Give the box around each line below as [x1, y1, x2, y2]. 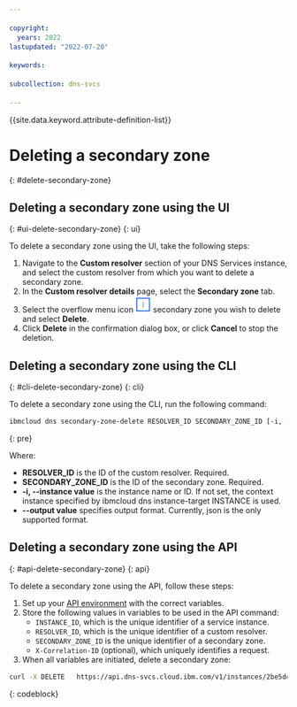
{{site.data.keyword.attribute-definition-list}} [9, 114, 172, 125]
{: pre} [9, 434, 33, 444]
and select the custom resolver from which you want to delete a [21, 267, 255, 278]
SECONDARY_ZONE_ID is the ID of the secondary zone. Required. [21, 477, 264, 488]
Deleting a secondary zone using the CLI [9, 358, 237, 373]
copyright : [9, 23, 49, 33]
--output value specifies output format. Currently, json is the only [21, 505, 262, 516]
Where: [9, 450, 36, 461]
